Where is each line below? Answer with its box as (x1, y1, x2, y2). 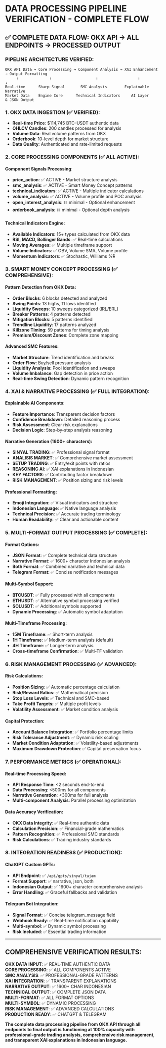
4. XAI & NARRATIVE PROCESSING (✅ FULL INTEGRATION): (5, 387, 150, 394)
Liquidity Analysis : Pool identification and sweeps (12, 365, 115, 371)
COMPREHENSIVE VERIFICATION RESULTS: (5, 948, 142, 956)
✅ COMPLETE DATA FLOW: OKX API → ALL (5, 33, 139, 42)
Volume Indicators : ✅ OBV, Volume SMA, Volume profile (12, 247, 127, 253)
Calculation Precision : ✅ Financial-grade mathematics (12, 826, 124, 831)
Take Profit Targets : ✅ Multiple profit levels (12, 701, 101, 707)
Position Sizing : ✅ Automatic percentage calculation (12, 684, 120, 690)
